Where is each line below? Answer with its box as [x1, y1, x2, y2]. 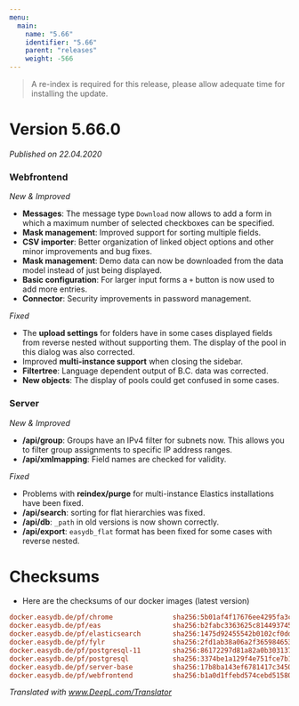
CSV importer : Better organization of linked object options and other [21, 237, 274, 247]
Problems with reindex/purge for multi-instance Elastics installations [21, 488, 274, 499]
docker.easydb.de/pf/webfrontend [9, 670, 133, 680]
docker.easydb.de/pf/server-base [9, 662, 133, 671]
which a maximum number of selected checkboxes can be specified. [21, 218, 275, 229]
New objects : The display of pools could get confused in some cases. [21, 375, 279, 386]
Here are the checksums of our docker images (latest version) [21, 596, 250, 606]
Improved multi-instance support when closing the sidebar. [21, 357, 243, 367]
